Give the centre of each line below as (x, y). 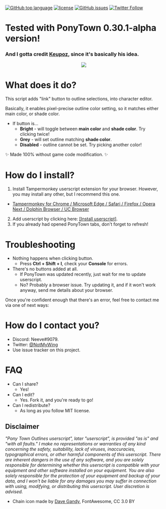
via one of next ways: (27, 305)
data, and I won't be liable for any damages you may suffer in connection (81, 481)
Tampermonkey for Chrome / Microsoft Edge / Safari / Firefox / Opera (84, 204)
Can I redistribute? (31, 405)
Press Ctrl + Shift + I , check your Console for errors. (74, 264)
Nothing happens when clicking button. (53, 258)
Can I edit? (23, 395)
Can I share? (25, 384)
